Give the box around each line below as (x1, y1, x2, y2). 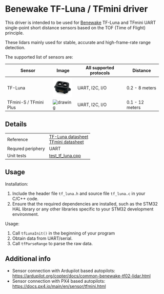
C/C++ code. (12, 195, 39, 201)
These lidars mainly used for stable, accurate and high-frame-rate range (5, 39, 151, 45)
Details (5, 120, 27, 128)
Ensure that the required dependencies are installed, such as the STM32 (12, 201, 158, 207)
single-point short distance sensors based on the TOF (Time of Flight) (5, 24, 146, 30)
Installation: (5, 181, 28, 187)
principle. (5, 30, 24, 36)
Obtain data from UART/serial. (12, 235, 73, 241)
